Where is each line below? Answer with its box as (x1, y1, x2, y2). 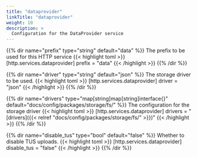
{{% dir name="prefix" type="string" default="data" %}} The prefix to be (6, 47, 186, 54)
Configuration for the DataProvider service (11, 31, 124, 37)
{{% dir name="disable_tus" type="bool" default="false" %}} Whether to (6, 132, 185, 139)
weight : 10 (6, 20, 33, 25)
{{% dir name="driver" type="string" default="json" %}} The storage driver (6, 71, 192, 78)
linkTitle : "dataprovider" (6, 14, 73, 20)
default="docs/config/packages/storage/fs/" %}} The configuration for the (6, 101, 190, 108)
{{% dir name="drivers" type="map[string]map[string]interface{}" (6, 95, 168, 102)
